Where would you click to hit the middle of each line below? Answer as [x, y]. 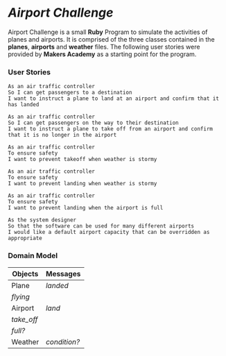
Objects [25, 273]
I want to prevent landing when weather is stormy [82, 184]
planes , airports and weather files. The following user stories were [104, 46]
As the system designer [42, 220]
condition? [63, 341]
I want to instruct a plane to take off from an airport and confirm [111, 129]
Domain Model [33, 256]
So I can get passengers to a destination [70, 93]
